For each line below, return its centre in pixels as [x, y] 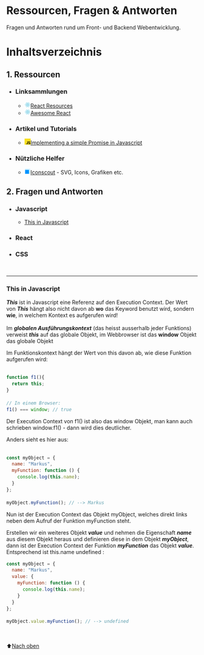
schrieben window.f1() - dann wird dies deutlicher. [69, 428]
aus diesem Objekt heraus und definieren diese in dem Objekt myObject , [98, 539]
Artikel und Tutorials [46, 128]
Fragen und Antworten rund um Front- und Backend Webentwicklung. [93, 27]
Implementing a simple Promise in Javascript [86, 143]
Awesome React [50, 113]
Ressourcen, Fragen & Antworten [92, 11]
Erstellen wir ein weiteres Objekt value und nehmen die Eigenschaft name [99, 532]
